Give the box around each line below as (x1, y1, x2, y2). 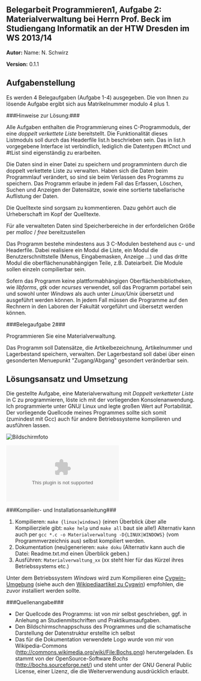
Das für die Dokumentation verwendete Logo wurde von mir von (14, 636, 174, 643)
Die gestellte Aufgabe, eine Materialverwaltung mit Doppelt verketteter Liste (6, 390, 194, 397)
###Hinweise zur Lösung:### (6, 112, 80, 119)
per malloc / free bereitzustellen (6, 228, 86, 236)
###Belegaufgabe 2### (6, 320, 66, 328)
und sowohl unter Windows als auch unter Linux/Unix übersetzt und (6, 290, 174, 297)
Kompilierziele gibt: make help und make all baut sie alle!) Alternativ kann (14, 524, 196, 532)
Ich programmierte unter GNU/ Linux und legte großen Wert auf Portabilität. (6, 403, 193, 410)
